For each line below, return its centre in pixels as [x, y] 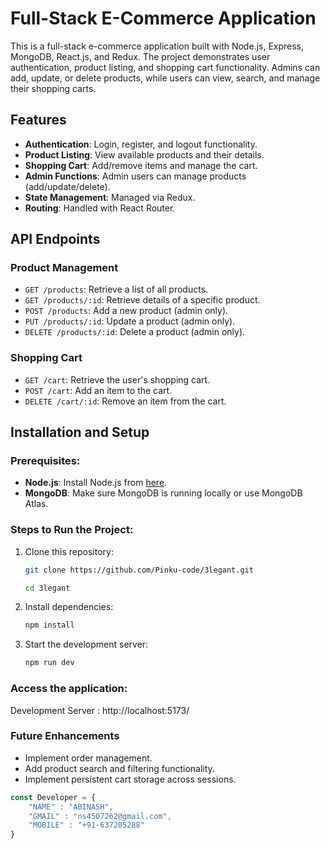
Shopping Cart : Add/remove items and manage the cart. [141, 165]
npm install [49, 625]
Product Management [64, 268]
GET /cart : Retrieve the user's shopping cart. [117, 379]
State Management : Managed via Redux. [110, 197]
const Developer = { [53, 797]
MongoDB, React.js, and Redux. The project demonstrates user [140, 56]
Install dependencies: [69, 607]
